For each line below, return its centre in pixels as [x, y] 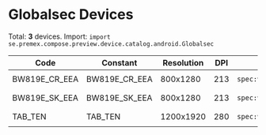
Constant [120, 62]
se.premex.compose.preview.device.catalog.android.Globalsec [111, 44]
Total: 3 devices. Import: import [59, 36]
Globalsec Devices [71, 15]
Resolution [183, 62]
